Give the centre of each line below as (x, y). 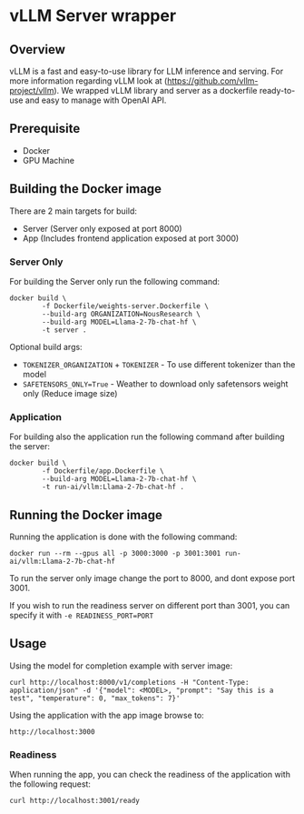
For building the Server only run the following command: (115, 281)
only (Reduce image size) (70, 393)
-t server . (65, 330)
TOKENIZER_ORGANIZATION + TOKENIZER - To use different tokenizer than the (159, 364)
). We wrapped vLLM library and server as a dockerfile (156, 90)
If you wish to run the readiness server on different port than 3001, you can (150, 606)
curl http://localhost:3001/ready (75, 801)
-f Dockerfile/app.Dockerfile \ (103, 471)
